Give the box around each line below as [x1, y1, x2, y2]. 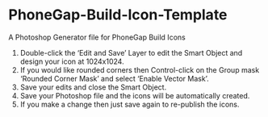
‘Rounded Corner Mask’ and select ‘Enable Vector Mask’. [19, 73, 209, 83]
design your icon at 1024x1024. [19, 56, 124, 66]
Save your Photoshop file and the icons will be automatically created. [19, 90, 250, 100]
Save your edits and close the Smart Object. [19, 82, 167, 92]
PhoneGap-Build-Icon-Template [8, 6, 228, 24]
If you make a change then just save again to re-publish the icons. [19, 99, 240, 109]
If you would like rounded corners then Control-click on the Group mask [19, 65, 260, 74]
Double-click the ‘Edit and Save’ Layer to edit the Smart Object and [19, 48, 243, 57]
